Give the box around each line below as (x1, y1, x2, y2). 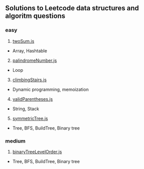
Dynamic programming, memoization (12, 86, 89, 92)
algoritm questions (5, 12, 65, 20)
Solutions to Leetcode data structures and (5, 4, 139, 12)
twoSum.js (12, 38, 34, 44)
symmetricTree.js (12, 115, 48, 121)
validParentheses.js (12, 96, 53, 102)
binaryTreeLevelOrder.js (12, 149, 62, 155)
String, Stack (12, 106, 39, 112)
